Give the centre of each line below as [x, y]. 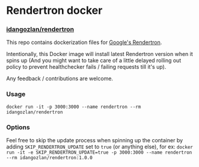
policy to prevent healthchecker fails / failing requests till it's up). [86, 67]
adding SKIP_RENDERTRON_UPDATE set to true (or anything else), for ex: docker [100, 147]
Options [18, 127]
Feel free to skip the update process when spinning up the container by [95, 140]
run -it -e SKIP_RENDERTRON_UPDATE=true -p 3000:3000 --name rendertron [99, 153]
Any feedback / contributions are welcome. [60, 78]
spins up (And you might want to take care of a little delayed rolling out [94, 60]
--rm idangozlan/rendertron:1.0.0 [50, 158]
